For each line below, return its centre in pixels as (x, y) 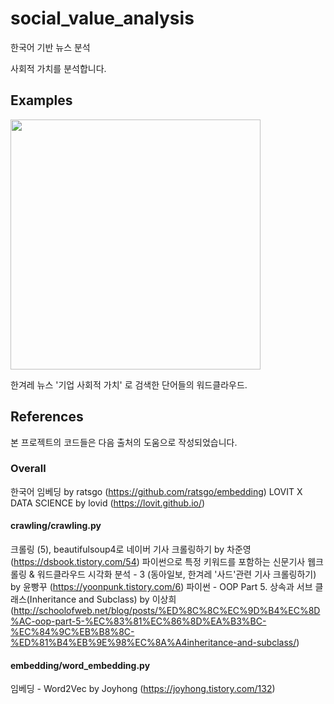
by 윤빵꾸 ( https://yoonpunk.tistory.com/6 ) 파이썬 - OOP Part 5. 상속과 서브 (161, 587)
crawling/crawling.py (56, 526)
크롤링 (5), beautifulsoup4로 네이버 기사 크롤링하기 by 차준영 (131, 549)
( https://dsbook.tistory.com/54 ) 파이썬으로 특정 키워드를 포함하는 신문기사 (158, 562)
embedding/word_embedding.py (80, 665)
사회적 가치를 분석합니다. (58, 68)
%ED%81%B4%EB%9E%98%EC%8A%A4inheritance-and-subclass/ (153, 643)
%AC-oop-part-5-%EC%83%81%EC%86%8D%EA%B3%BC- (138, 621)
